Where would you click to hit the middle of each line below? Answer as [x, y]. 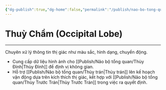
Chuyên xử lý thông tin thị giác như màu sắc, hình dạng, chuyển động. [76, 52]
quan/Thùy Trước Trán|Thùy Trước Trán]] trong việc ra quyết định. [80, 82]
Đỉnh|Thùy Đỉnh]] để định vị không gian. [53, 67]
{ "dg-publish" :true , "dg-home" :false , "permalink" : [57, 10]
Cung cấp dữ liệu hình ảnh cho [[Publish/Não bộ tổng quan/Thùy [78, 61]
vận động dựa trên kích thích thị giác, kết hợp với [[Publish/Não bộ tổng [85, 77]
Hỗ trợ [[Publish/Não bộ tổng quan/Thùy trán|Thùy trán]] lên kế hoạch [83, 72]
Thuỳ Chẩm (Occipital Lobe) [64, 34]
